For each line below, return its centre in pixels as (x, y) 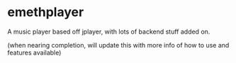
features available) (34, 52)
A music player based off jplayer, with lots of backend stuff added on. (109, 31)
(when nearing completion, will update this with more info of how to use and (118, 45)
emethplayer (46, 12)
